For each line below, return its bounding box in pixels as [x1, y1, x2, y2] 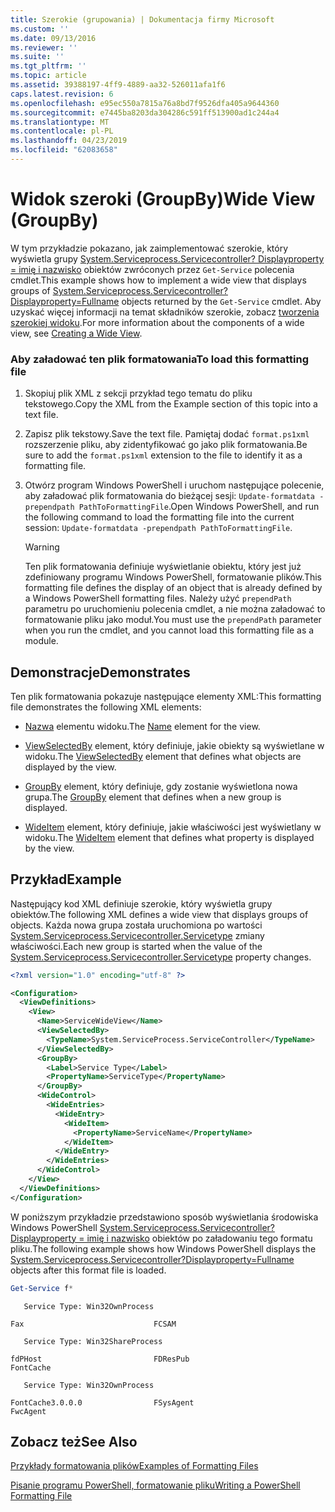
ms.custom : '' [10, 24, 70, 34]
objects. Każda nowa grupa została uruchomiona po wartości [10, 919, 263, 931]
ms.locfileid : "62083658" [10, 145, 118, 155]
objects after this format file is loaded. [10, 1264, 167, 1276]
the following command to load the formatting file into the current [24, 511, 295, 523]
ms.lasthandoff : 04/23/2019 [10, 136, 128, 146]
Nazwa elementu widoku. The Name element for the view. [24, 720, 261, 732]
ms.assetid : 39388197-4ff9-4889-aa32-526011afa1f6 [10, 80, 226, 90]
